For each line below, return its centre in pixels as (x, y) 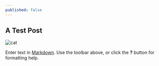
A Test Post (24, 31)
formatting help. (22, 58)
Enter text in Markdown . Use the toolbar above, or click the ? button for (80, 53)
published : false (24, 10)
